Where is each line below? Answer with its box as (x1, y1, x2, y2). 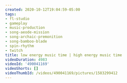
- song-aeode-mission (5, 30, 50, 35)
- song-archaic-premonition (5, 35, 63, 40)
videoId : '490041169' (5, 62, 50, 66)
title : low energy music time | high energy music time (5, 52, 122, 58)
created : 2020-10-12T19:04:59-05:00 (5, 7, 80, 12)
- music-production (5, 25, 45, 30)
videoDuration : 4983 (5, 57, 48, 62)
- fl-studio (5, 16, 30, 21)
